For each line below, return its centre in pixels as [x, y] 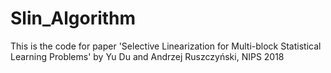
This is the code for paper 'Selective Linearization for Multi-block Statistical [166, 46]
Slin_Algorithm [73, 18]
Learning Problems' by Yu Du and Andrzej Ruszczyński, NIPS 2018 [147, 56]
